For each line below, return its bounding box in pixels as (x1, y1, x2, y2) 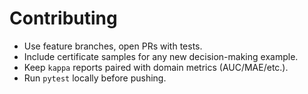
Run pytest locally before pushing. (23, 72, 167, 84)
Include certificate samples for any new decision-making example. (23, 50, 299, 62)
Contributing (9, 7, 118, 30)
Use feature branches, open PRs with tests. (23, 40, 203, 52)
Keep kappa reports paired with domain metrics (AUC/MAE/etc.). (23, 61, 289, 73)
